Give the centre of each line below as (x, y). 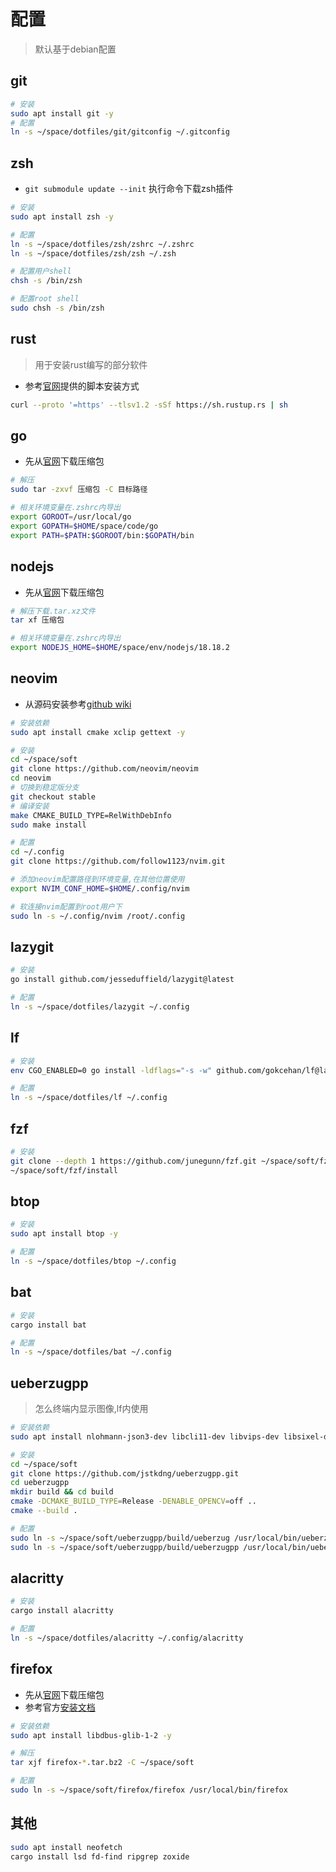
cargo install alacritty (62, 1611)
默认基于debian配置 (75, 49)
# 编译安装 (30, 806)
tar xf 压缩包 (37, 620)
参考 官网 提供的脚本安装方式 (82, 386)
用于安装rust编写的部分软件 (91, 364)
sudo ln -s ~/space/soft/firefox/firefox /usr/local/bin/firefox (149, 1790)
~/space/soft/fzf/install (64, 1170)
